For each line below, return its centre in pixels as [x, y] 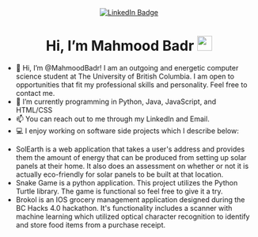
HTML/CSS [34, 109]
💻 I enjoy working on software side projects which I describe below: [127, 131]
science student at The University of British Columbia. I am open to [125, 76]
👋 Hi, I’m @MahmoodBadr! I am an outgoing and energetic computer [127, 67]
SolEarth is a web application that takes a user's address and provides [130, 149]
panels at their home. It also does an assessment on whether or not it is [132, 166]
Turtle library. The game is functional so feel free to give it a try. [119, 191]
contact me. [35, 93]
